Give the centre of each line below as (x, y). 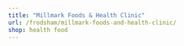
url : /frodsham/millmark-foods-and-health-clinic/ (92, 23)
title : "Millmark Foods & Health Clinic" (77, 15)
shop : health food (38, 30)
